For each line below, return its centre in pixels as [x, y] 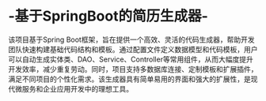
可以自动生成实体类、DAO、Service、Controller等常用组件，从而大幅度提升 [131, 59]
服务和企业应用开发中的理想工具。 [77, 88]
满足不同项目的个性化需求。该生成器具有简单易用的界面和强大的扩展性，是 [129, 79]
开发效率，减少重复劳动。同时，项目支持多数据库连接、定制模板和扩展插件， [133, 69]
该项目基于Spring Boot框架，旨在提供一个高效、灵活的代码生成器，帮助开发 [131, 39]
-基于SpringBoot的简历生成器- [108, 16]
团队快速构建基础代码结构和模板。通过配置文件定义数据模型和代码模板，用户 [133, 49]
